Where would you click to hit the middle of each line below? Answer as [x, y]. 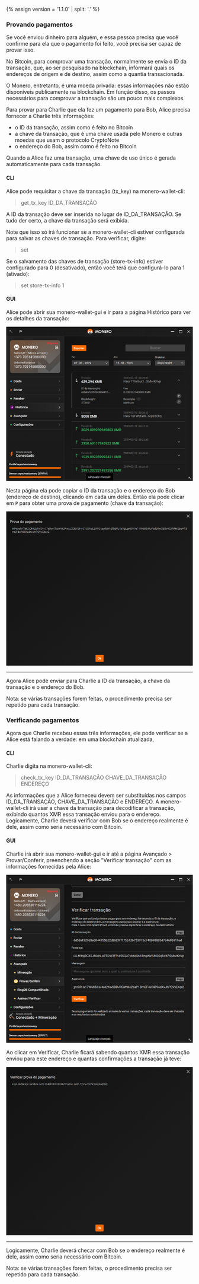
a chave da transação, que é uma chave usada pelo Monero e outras [98, 134]
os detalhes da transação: [38, 318]
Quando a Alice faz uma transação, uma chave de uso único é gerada [91, 158]
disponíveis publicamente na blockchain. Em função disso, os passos [91, 92]
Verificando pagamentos [43, 720]
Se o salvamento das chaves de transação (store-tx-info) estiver [85, 261]
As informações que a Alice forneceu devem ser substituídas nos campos [96, 796]
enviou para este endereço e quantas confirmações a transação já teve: [94, 1059]
